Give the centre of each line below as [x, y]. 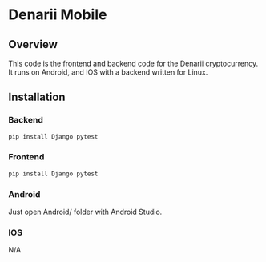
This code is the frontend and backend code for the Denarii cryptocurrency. [133, 63]
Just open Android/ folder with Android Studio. [85, 212]
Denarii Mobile [58, 15]
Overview [33, 44]
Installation [37, 97]
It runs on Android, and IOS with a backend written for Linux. [108, 72]
